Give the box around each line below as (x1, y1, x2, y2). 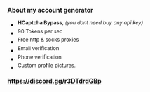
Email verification (17, 45, 60, 52)
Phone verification (17, 54, 62, 61)
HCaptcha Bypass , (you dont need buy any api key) (17, 20, 144, 26)
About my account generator (7, 6, 93, 14)
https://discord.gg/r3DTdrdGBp (7, 77, 102, 85)
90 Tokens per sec (17, 28, 63, 35)
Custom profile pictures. (17, 62, 76, 69)
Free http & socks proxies (17, 36, 79, 44)
